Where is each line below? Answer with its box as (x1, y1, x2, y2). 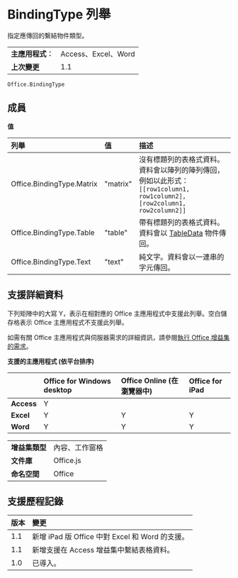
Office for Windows (43, 376, 111, 386)
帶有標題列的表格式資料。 (139, 217, 225, 227)
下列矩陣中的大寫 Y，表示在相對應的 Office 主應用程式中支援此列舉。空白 (7, 309, 221, 318)
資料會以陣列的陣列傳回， (139, 165, 225, 174)
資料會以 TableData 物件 (139, 228, 220, 238)
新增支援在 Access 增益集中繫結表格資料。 (32, 545, 175, 555)
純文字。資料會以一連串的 (139, 252, 225, 262)
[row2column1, (139, 199, 186, 207)
